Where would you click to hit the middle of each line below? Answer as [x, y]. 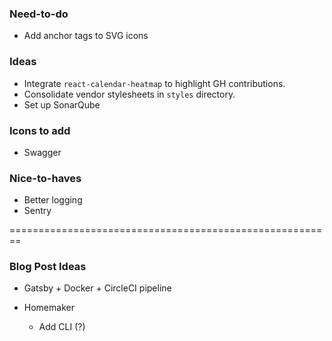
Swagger [42, 152]
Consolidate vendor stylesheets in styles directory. [129, 94]
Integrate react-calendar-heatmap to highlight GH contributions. [154, 83]
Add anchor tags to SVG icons [86, 36]
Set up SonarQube [62, 104]
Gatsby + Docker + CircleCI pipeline [97, 288]
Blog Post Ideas [48, 267]
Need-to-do [39, 14]
